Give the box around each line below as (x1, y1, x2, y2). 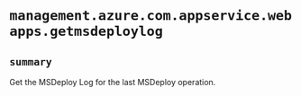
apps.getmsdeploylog (9, 23, 164, 40)
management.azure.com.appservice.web (9, 7, 293, 24)
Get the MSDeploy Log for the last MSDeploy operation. (9, 77, 216, 87)
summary (9, 55, 52, 68)
